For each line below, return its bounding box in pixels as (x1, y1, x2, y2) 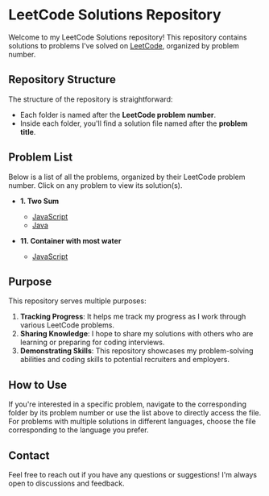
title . (19, 127, 36, 136)
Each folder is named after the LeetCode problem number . (19, 110, 217, 119)
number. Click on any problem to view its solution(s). (8, 180, 183, 190)
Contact (8, 448, 50, 462)
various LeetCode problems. (19, 320, 115, 330)
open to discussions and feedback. (8, 478, 125, 488)
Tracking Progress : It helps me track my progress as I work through (19, 312, 246, 322)
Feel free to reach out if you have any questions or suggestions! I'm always (8, 470, 258, 479)
